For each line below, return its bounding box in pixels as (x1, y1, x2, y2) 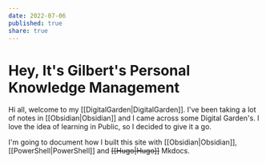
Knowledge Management (8, 78, 180, 96)
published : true (8, 19, 62, 27)
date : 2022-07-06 (8, 11, 66, 20)
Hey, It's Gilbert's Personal (8, 61, 191, 79)
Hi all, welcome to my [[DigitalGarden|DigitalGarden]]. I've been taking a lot (8, 105, 256, 115)
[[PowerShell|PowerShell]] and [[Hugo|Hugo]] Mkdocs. (8, 146, 190, 156)
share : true (8, 26, 48, 35)
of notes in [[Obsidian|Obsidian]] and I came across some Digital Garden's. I (8, 113, 260, 123)
